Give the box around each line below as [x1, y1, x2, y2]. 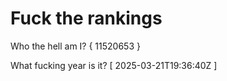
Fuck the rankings [10, 7, 163, 30]
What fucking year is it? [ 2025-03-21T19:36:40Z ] [10, 59, 218, 71]
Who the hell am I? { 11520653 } [10, 40, 141, 52]
